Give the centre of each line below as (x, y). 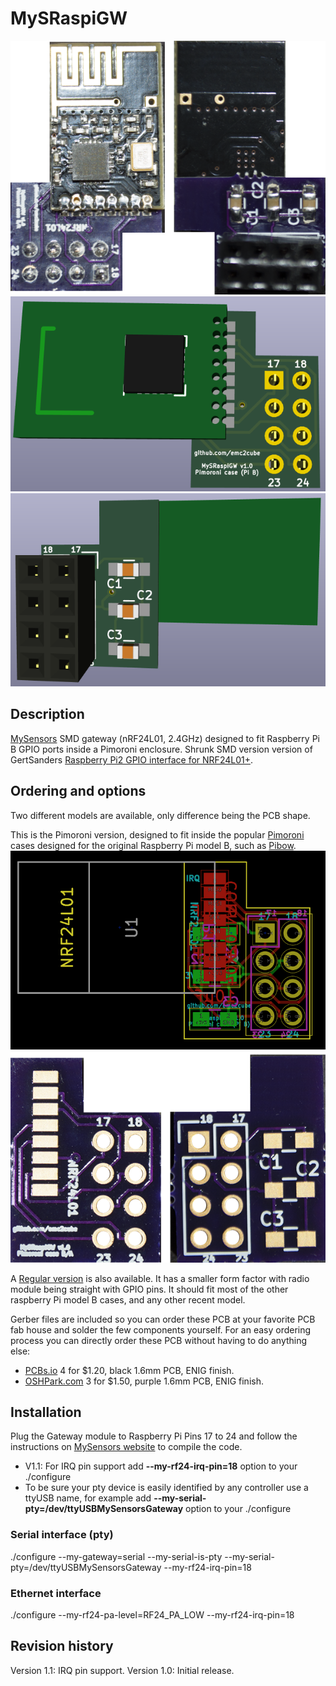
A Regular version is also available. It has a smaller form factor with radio (160, 1278)
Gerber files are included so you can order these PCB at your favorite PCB (163, 1319)
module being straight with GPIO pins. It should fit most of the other (149, 1289)
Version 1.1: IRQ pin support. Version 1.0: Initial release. (122, 1670)
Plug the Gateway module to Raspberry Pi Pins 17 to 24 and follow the (154, 1436)
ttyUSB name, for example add (88, 1498)
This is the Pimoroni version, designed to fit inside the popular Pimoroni (157, 834)
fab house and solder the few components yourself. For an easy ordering (161, 1329)
